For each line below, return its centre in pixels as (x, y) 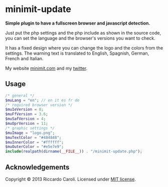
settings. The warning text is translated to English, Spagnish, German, (77, 53)
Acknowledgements (37, 167)
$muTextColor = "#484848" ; (33, 137)
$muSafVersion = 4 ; (26, 119)
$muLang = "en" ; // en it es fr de (42, 100)
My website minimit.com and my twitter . (46, 68)
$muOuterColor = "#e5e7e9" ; (35, 147)
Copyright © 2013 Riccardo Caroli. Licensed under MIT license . (71, 179)
